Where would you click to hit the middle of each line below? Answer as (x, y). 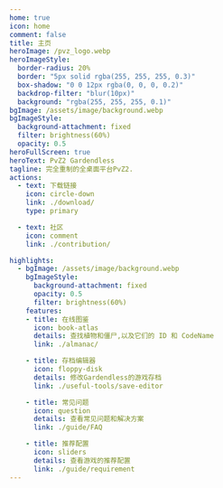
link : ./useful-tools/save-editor (98, 386)
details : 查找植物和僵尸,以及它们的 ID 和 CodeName (124, 336)
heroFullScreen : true (50, 152)
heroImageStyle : (40, 60)
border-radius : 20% (54, 69)
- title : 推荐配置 (57, 444)
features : (44, 311)
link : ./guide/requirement (84, 469)
